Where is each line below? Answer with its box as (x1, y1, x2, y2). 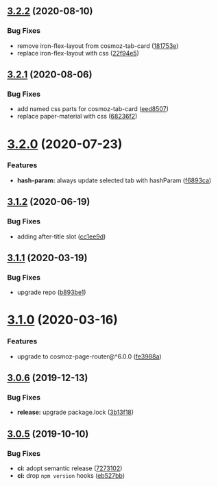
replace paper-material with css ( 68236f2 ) (16, 112, 138, 121)
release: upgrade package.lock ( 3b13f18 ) (16, 408, 134, 417)
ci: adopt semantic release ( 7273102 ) (16, 464, 123, 472)
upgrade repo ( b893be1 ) (16, 288, 86, 297)
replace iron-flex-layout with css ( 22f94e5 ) (16, 49, 139, 57)
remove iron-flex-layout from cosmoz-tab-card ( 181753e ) (16, 41, 179, 50)
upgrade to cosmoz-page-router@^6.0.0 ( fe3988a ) (16, 352, 162, 361)
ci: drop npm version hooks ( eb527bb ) (16, 472, 125, 480)
